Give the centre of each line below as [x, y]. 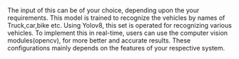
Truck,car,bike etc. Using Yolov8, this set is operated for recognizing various [119, 25]
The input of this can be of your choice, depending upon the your [103, 10]
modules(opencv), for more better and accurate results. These [99, 41]
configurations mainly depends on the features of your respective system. [116, 48]
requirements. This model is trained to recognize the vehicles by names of [116, 18]
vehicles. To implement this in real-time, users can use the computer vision [118, 33]
